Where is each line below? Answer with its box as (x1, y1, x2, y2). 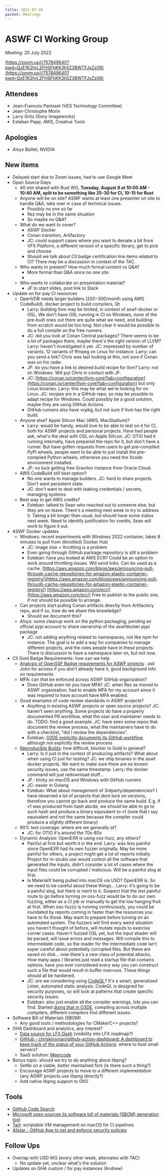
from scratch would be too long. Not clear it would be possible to (27, 322, 160, 328)
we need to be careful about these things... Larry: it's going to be (27, 882, 160, 888)
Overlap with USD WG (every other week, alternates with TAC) (12, 1155, 140, 1161)
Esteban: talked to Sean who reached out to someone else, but (27, 502, 156, 508)
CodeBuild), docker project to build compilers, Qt (19, 301, 120, 307)
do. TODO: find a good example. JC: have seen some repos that (27, 719, 158, 725)
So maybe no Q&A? (27, 216, 67, 222)
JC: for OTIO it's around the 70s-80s (27, 830, 102, 836)
